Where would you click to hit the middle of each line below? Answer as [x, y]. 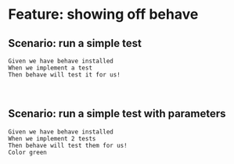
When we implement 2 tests [52, 138]
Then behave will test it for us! [65, 75]
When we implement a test [50, 68]
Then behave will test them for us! [68, 145]
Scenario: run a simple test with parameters [117, 114]
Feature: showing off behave [103, 14]
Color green [27, 152]
